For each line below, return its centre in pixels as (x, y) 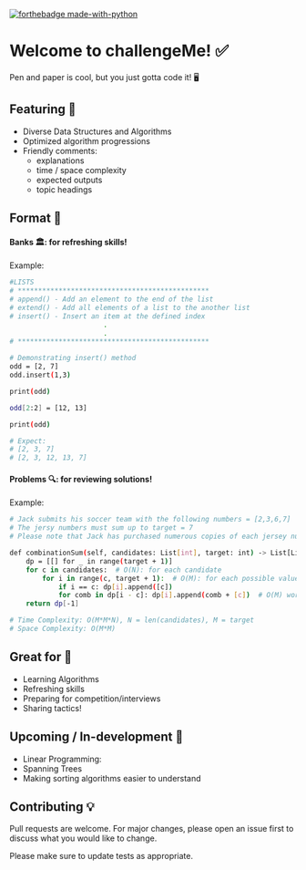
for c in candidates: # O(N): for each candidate (124, 570)
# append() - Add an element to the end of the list (112, 300)
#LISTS (22, 283)
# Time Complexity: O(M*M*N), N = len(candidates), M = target (132, 620)
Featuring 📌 (43, 109)
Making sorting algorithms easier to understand (112, 778)
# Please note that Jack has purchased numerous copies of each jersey (148, 537)
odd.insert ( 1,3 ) (40, 375)
